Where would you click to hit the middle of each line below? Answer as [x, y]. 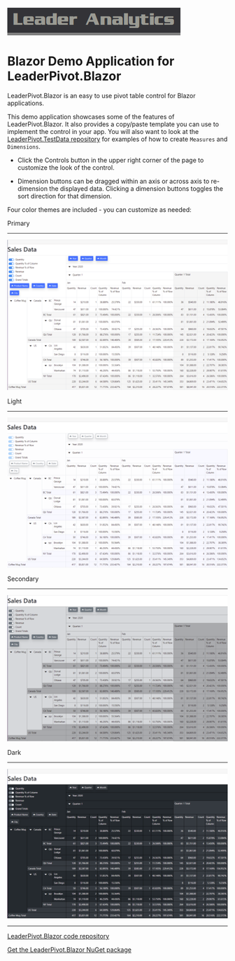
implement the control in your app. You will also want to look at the [103, 131]
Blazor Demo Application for [91, 61]
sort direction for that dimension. [65, 196]
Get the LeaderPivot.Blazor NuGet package [69, 950]
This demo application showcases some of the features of [91, 116]
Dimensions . [24, 146]
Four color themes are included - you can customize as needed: [100, 209]
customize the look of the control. [66, 167]
